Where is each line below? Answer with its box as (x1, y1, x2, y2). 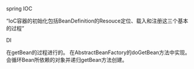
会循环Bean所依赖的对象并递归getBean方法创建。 (6, 57, 128, 63)
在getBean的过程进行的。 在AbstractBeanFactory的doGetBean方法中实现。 (6, 49, 191, 56)
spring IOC (6, 5, 33, 12)
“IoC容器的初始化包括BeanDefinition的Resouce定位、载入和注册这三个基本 (6, 17, 189, 24)
